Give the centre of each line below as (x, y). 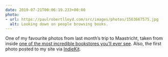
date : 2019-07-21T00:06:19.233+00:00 (45, 10)
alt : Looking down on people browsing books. (59, 24)
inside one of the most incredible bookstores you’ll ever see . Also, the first (83, 44)
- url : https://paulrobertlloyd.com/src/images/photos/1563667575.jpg (82, 19)
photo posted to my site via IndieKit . (43, 49)
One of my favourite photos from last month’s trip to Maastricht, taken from (84, 38)
